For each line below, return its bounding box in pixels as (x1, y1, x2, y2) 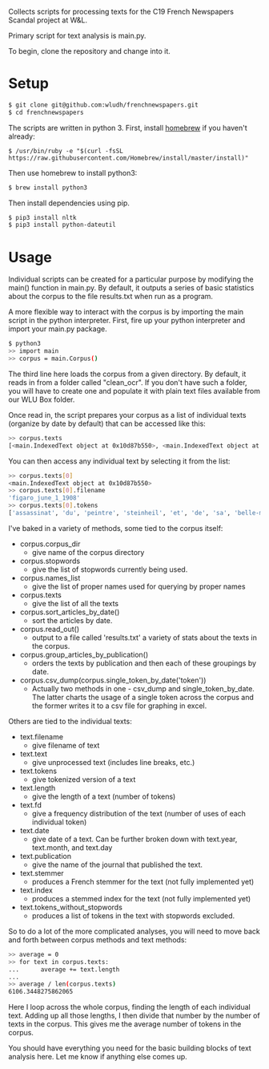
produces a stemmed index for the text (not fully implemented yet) (31, 893, 251, 903)
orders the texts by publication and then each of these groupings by (31, 658, 257, 668)
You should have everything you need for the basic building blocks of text (8, 1043, 252, 1053)
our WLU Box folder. (8, 395, 75, 404)
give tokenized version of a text (31, 774, 136, 784)
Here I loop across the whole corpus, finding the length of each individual (8, 1002, 251, 1012)
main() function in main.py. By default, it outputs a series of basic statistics (8, 283, 255, 293)
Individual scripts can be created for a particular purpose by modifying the (8, 274, 254, 284)
